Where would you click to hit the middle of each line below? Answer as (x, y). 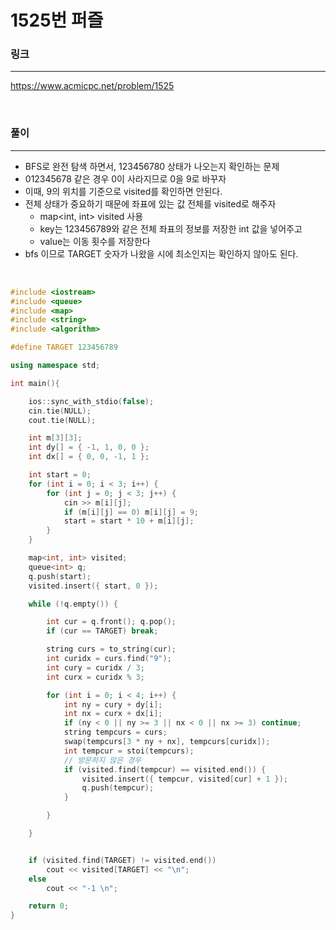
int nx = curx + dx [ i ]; (113, 714)
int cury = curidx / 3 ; (95, 667)
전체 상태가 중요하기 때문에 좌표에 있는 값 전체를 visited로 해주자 (150, 203)
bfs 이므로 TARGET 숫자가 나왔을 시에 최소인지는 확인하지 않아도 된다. (161, 253)
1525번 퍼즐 (57, 20)
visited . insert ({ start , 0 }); (93, 586)
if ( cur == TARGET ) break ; (102, 631)
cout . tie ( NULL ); (62, 420)
